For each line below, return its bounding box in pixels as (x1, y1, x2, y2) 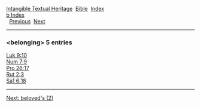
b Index (6, 11, 25, 19)
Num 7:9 (6, 58, 28, 65)
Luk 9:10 (6, 52, 28, 59)
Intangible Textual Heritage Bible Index (6, 5, 105, 12)
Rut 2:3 (6, 71, 25, 78)
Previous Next (8, 18, 45, 25)
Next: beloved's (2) (6, 94, 54, 102)
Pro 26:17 (6, 65, 30, 72)
